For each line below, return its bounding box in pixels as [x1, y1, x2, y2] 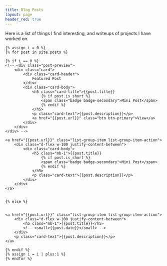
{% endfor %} [5, 256, 32, 261]
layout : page [5, 12, 32, 17]
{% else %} [5, 199, 28, 204]
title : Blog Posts [5, 7, 43, 13]
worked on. [5, 36, 28, 42]
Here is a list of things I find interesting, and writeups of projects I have [5, 31, 151, 37]
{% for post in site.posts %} [5, 50, 68, 55]
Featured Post [31, 76, 61, 81]
